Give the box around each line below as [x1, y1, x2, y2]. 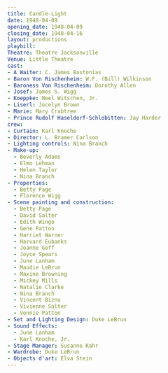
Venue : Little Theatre [7, 56, 73, 63]
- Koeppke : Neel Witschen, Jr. [7, 95, 99, 102]
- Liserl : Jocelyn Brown [7, 101, 80, 108]
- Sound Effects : [7, 323, 58, 330]
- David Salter [13, 212, 58, 219]
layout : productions [7, 36, 68, 43]
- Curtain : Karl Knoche [7, 127, 77, 134]
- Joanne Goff [13, 244, 55, 252]
